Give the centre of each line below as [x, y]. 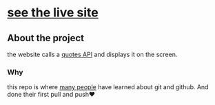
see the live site [53, 13]
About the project [46, 38]
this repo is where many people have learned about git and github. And [108, 87]
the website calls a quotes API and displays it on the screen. [92, 54]
